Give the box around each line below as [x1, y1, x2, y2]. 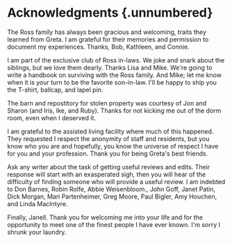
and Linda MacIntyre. [7, 199, 68, 208]
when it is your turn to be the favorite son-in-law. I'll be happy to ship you [7, 78, 217, 86]
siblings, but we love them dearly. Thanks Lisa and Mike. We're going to [7, 63, 213, 72]
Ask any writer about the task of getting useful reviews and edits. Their [7, 162, 210, 171]
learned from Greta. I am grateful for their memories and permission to [7, 35, 209, 43]
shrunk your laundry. [7, 228, 67, 236]
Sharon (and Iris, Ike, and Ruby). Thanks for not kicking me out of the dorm [7, 106, 222, 115]
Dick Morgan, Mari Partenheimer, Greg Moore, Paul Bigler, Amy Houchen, [7, 192, 217, 201]
